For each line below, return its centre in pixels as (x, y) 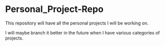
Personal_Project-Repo (54, 9)
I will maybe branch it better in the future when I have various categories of (82, 32)
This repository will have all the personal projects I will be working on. (77, 23)
